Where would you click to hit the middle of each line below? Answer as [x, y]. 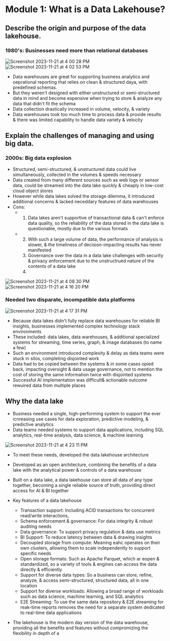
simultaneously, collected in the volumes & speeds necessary [77, 174]
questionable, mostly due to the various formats [78, 228]
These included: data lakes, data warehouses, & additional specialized [86, 337]
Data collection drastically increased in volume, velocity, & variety [81, 109]
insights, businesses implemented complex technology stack [76, 326]
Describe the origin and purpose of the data [76, 28]
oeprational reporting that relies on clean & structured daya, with [80, 82]
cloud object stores [33, 191]
